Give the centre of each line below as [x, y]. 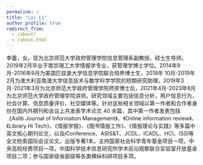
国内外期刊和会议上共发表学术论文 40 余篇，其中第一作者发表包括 [98, 111]
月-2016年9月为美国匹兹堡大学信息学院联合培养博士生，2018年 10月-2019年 [101, 73]
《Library [16, 126]
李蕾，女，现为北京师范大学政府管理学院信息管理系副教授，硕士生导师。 [96, 58]
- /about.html [29, 40]
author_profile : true [34, 23]
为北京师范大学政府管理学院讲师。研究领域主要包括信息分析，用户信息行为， [102, 95]
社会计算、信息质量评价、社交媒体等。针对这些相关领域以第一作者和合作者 [99, 103]
